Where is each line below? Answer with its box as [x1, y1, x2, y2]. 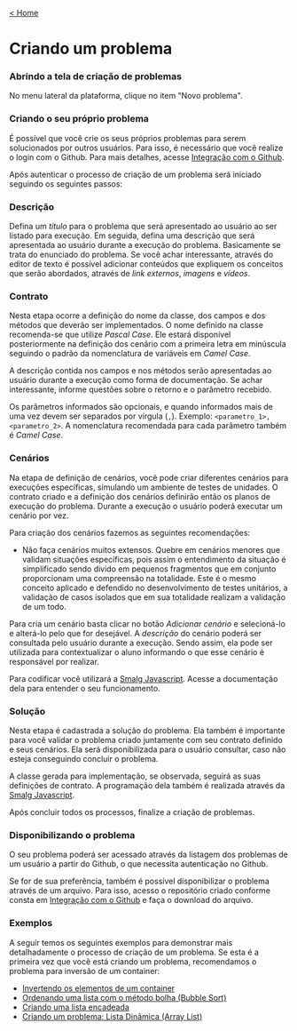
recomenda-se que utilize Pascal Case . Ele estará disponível [9, 329, 231, 340]
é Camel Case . [9, 430, 64, 441]
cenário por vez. [9, 510, 69, 521]
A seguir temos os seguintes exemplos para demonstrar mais [9, 937, 233, 947]
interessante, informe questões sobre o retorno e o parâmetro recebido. [9, 384, 272, 395]
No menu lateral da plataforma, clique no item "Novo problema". [9, 91, 243, 101]
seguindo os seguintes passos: [9, 178, 122, 189]
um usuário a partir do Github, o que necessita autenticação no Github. [9, 859, 269, 869]
